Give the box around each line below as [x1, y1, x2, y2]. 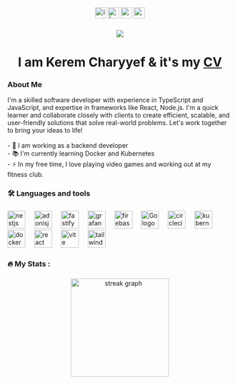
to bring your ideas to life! [7, 126, 84, 135]
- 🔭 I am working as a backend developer [7, 141, 128, 150]
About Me [7, 80, 43, 90]
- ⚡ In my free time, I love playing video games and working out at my [7, 160, 212, 168]
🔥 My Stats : [7, 259, 51, 269]
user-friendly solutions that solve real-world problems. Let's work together [7, 118, 227, 127]
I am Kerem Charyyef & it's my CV [17, 54, 223, 71]
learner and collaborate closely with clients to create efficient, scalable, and [7, 111, 230, 120]
